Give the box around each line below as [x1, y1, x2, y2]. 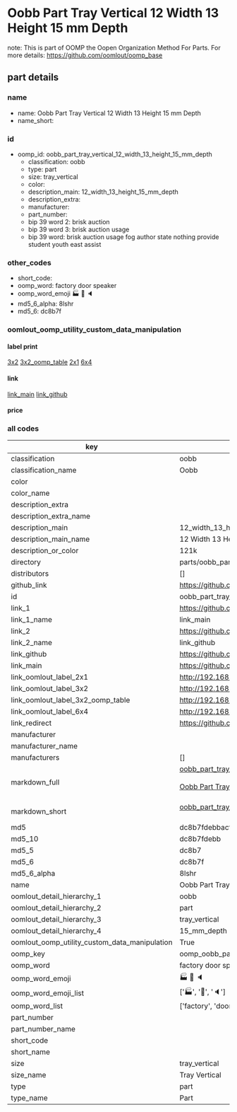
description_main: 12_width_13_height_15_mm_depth [28, 187, 178, 196]
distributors [11, 569, 49, 579]
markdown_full [11, 777, 60, 787]
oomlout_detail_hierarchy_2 [11, 903, 102, 913]
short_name [11, 1047, 51, 1057]
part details [7, 71, 59, 83]
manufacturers [11, 753, 60, 763]
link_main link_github [7, 390, 68, 398]
